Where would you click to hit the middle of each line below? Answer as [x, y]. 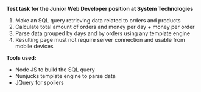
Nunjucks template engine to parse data [65, 76]
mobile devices [34, 46]
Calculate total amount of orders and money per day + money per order [105, 27]
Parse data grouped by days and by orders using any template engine [103, 33]
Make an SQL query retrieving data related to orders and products [98, 20]
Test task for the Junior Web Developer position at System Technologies [100, 9]
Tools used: [21, 58]
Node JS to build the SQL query [55, 70]
